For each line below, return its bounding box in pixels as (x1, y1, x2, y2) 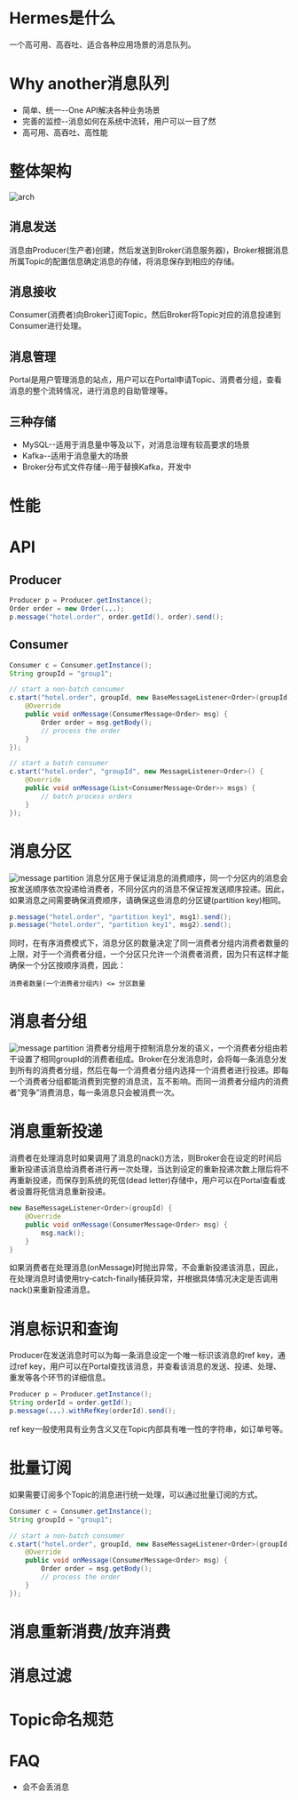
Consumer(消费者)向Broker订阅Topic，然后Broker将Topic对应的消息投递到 (9, 309, 281, 320)
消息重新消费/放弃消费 (9, 1621, 171, 1642)
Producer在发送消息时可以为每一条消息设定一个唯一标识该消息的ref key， (9, 1350, 278, 1361)
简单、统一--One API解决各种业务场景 (21, 104, 161, 116)
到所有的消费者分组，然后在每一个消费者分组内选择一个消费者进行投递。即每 (9, 1065, 289, 1076)
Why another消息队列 (9, 74, 170, 94)
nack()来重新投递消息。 (9, 1284, 96, 1295)
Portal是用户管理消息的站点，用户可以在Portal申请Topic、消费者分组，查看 (9, 374, 282, 385)
